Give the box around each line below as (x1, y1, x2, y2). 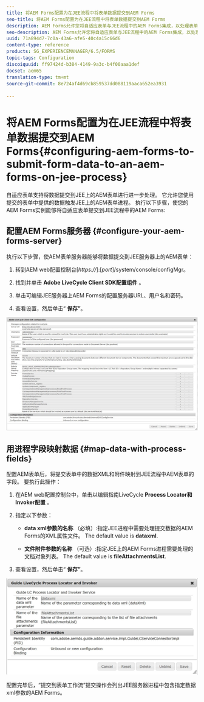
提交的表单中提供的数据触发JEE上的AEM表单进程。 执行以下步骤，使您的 (6, 199, 189, 207)
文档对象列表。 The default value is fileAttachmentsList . (24, 553, 166, 560)
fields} (6, 453, 32, 464)
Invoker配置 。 (15, 498, 53, 506)
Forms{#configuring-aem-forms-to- (6, 144, 194, 158)
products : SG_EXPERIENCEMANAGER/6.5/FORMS (6, 49, 115, 55)
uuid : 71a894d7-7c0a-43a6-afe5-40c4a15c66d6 (6, 35, 121, 42)
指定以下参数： (15, 512, 53, 519)
